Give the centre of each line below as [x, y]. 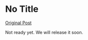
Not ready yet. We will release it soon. [44, 32]
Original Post [18, 23]
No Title [22, 9]
